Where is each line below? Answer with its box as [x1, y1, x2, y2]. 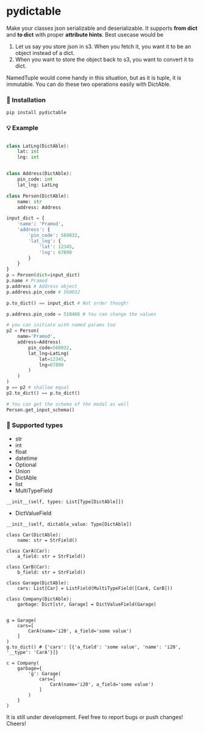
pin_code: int [17, 176, 53, 182]
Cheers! [6, 720, 26, 727]
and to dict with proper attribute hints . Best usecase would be [6, 30, 164, 38]
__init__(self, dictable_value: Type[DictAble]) [6, 521, 132, 527]
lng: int [17, 154, 40, 160]
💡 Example [6, 124, 38, 132]
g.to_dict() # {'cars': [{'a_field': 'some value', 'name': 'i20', [6, 644, 181, 650]
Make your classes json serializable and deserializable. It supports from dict [6, 24, 198, 32]
